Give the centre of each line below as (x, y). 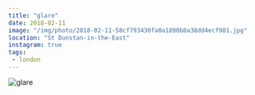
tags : (17, 52)
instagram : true (35, 45)
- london (26, 60)
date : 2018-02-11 (37, 23)
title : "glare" (33, 15)
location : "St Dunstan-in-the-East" (69, 38)
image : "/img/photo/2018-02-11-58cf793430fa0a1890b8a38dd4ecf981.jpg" (128, 30)
